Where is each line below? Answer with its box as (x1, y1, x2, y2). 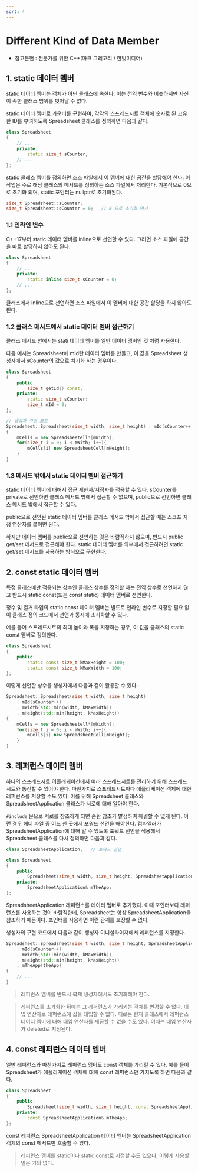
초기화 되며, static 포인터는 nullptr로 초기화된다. (12, 189, 123, 196)
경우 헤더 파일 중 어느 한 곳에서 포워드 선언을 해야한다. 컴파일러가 (12, 820, 161, 827)
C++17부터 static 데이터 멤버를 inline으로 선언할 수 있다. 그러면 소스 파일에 (6, 235, 178, 242)
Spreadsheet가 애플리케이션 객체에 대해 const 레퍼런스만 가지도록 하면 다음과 (6, 1068, 186, 1076)
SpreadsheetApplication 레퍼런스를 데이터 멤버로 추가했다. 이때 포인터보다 (6, 901, 180, 908)
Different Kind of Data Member (6, 34, 160, 47)
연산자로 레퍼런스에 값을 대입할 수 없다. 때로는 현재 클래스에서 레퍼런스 (27, 1010, 189, 1017)
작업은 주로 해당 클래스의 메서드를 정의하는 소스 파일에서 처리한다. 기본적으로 (6, 181, 183, 188)
